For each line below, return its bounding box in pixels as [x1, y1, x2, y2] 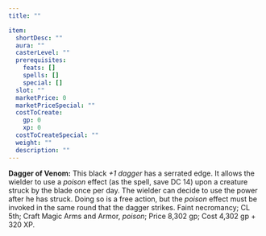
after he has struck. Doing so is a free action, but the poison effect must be [8, 194, 258, 204]
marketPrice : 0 [15, 93, 67, 101]
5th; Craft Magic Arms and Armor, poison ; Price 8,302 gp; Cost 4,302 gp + [8, 211, 256, 221]
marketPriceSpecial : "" [15, 101, 95, 110]
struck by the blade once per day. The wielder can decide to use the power [8, 185, 258, 195]
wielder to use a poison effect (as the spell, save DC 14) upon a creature [8, 176, 248, 186]
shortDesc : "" [15, 34, 63, 42]
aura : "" [15, 41, 45, 49]
